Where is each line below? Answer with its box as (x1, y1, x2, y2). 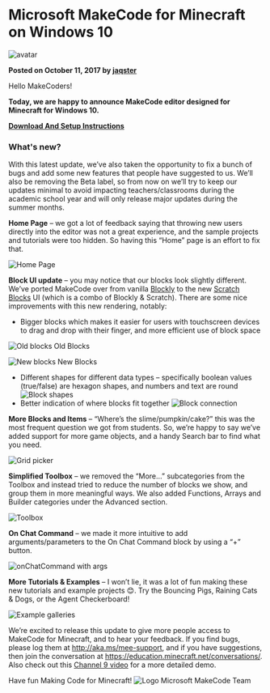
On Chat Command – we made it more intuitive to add (8, 529, 188, 538)
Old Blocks (53, 342, 91, 351)
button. (8, 546, 32, 555)
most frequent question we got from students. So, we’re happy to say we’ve (8, 423, 261, 432)
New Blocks (57, 357, 98, 367)
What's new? (8, 141, 61, 152)
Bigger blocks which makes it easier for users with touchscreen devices (19, 317, 260, 327)
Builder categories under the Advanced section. (8, 497, 168, 507)
